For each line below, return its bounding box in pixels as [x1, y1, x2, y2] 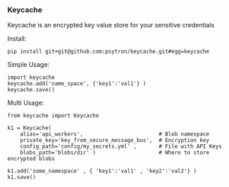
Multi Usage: [7, 98, 44, 107]
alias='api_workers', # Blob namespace [20, 131, 210, 138]
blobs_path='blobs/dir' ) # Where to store [20, 149, 210, 156]
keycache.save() [7, 86, 55, 93]
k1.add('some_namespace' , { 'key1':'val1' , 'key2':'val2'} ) [7, 167, 197, 175]
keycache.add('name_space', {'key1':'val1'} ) [7, 80, 147, 87]
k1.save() [7, 174, 37, 181]
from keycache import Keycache [7, 112, 99, 120]
